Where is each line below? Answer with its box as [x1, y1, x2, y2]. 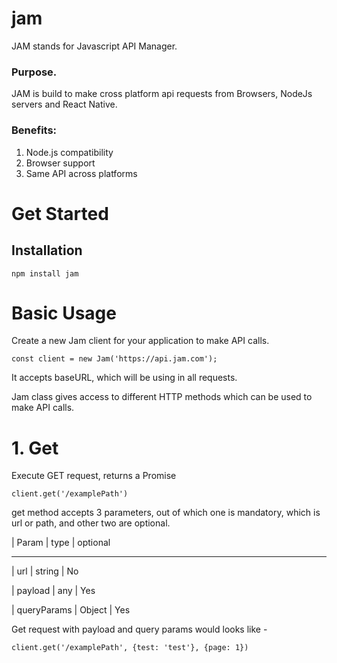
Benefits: [11, 123, 58, 137]
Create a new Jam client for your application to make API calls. [11, 335, 270, 347]
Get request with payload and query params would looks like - [11, 623, 268, 636]
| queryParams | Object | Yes [11, 604, 131, 616]
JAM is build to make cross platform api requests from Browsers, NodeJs [11, 88, 313, 100]
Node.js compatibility [25, 146, 114, 158]
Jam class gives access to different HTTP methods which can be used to [11, 391, 313, 403]
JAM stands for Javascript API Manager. [11, 40, 178, 52]
